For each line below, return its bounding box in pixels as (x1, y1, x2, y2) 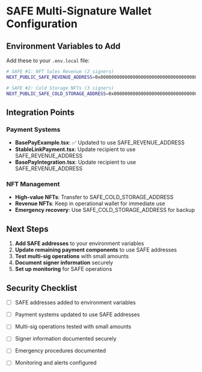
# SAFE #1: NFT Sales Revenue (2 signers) (6, 69, 114, 75)
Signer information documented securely (14, 335, 117, 343)
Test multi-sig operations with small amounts (14, 253, 129, 260)
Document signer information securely (14, 259, 113, 266)
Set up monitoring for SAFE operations (14, 265, 112, 273)
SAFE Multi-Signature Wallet (6, 4, 152, 18)
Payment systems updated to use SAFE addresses (14, 311, 140, 318)
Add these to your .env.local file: (6, 57, 90, 64)
